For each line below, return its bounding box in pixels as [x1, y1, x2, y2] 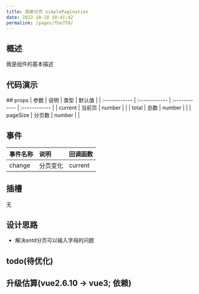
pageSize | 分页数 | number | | [6, 112, 80, 118]
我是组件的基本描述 [6, 60, 54, 68]
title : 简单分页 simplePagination [6, 8, 88, 15]
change [9, 161, 31, 169]
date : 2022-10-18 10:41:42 [6, 14, 74, 20]
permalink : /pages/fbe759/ [6, 20, 74, 26]
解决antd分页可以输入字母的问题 [14, 237, 94, 244]
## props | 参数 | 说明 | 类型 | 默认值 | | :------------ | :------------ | [6, 97, 172, 103]
